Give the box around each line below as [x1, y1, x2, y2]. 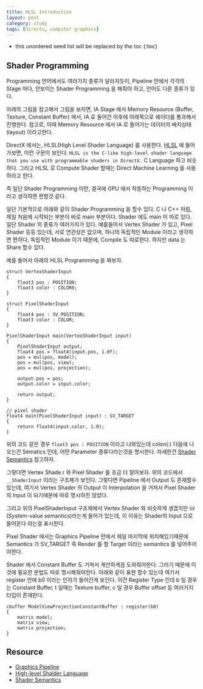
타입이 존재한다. [6, 591, 44, 599]
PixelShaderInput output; [17, 344, 83, 350]
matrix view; [17, 620, 50, 626]
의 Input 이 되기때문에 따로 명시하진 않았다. [6, 492, 108, 499]
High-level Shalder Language [15, 669, 89, 677]
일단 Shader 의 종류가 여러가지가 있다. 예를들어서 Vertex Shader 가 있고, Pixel [6, 221, 193, 228]
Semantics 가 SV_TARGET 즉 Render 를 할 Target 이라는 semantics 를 [6, 541, 176, 548]
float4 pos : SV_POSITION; [17, 312, 86, 318]
